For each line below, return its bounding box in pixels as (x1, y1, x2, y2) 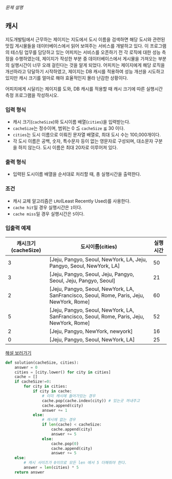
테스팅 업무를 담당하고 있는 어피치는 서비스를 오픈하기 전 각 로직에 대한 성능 (10, 49, 161, 55)
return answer (14, 469, 45, 475)
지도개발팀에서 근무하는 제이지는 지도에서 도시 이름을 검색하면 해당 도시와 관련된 (5, 36, 165, 43)
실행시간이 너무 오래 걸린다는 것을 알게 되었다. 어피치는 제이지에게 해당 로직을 (10, 62, 165, 68)
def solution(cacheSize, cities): (5, 360, 79, 365)
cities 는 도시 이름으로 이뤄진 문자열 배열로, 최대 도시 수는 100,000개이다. (12, 131, 161, 137)
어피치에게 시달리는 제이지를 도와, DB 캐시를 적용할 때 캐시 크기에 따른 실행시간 (5, 86, 163, 92)
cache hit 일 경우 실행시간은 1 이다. (12, 204, 83, 210)
